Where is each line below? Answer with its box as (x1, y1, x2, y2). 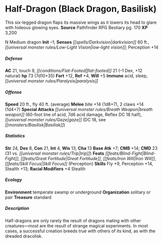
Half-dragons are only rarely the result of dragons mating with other (5, 217, 141, 224)
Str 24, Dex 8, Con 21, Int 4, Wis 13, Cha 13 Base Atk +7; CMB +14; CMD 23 (5, 145, 158, 151)
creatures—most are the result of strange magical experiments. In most (5, 223, 148, 228)
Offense (5, 89, 22, 95)
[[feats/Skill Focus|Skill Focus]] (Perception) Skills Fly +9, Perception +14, (5, 161, 153, 166)
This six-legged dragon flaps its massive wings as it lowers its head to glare (5, 19, 157, 25)
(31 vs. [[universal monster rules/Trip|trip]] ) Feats (5, 150, 105, 156)
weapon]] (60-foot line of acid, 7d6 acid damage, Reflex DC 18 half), (5, 112, 142, 117)
